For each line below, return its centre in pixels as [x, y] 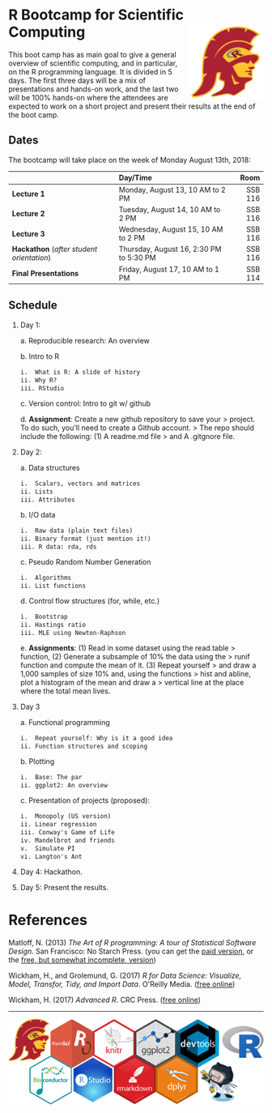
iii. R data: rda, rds [58, 547]
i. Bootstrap [44, 616]
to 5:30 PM [137, 258]
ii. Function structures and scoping [84, 746]
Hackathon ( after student [55, 249]
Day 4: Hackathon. [51, 872]
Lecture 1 [28, 194]
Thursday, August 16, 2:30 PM [170, 249]
